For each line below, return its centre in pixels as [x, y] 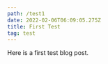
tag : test [22, 33]
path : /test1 [26, 14]
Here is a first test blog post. [48, 53]
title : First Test [34, 26]
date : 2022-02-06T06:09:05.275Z [54, 20]
